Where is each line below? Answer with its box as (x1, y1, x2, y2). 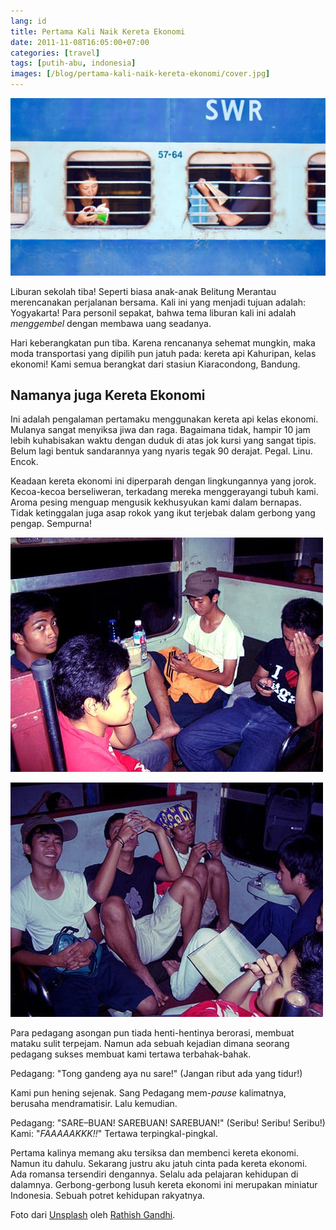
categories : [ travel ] (10, 48, 101, 58)
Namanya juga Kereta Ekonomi (10, 386, 206, 404)
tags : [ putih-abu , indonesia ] (10, 58, 137, 69)
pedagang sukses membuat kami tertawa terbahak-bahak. (10, 1048, 252, 1060)
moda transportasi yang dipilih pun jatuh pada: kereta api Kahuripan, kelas (10, 347, 317, 359)
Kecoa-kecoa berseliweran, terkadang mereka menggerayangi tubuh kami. (10, 486, 319, 498)
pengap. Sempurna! (10, 518, 92, 530)
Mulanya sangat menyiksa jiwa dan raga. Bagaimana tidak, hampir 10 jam (10, 424, 311, 436)
